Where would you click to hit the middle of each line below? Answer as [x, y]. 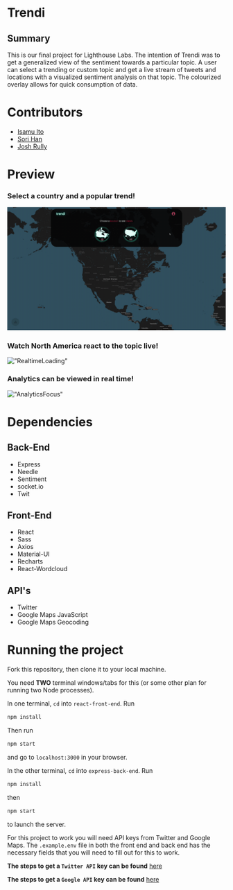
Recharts [30, 561]
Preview [31, 174]
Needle [27, 471]
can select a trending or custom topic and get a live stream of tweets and [112, 70]
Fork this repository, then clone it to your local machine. [87, 670]
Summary [29, 38]
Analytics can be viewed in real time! [70, 379]
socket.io [30, 486]
